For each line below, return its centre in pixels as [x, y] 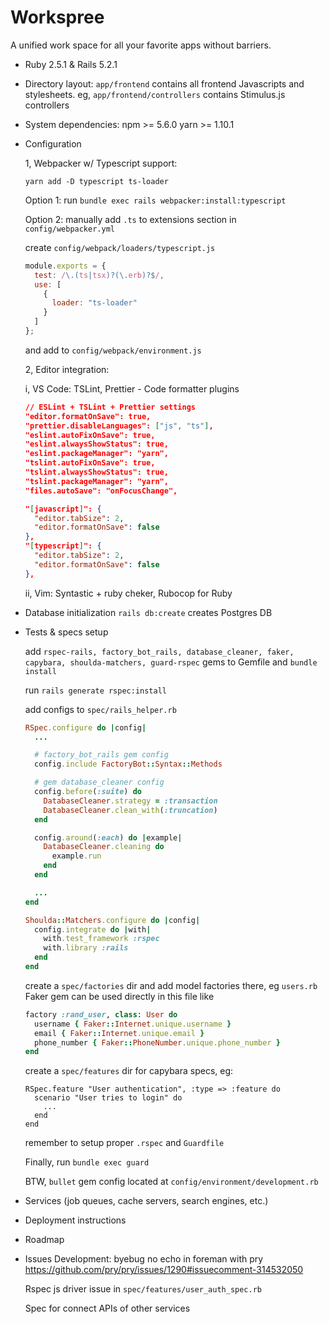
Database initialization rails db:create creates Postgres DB [148, 612]
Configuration [53, 143]
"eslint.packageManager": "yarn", [96, 454]
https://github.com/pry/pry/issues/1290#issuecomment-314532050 [164, 1270]
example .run [76, 856]
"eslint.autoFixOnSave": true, [90, 435]
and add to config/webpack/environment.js [113, 350]
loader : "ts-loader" [94, 303]
